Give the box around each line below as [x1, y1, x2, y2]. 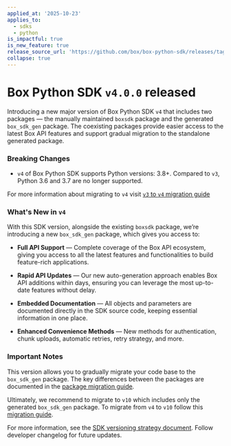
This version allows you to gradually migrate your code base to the [7, 368, 196, 376]
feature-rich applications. [16, 258, 89, 266]
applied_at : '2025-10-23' [7, 10, 81, 17]
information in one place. [16, 314, 88, 322]
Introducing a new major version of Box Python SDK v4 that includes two [7, 107, 212, 116]
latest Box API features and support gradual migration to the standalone [7, 129, 210, 138]
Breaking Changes [7, 153, 71, 163]
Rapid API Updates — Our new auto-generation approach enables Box [16, 271, 218, 279]
